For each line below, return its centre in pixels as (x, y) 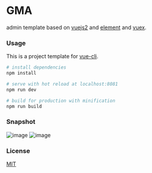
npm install (21, 73)
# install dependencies (36, 67)
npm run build (24, 106)
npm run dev (21, 90)
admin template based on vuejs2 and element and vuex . (77, 27)
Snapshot (21, 122)
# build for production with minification (61, 101)
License (18, 151)
